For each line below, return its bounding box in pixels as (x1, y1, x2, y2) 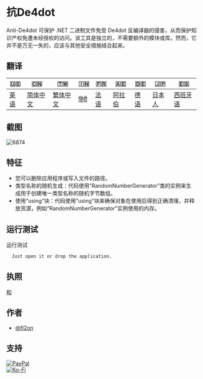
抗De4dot (6, 5, 56, 19)
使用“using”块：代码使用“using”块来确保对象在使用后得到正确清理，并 (14, 197, 190, 205)
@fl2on (14, 324, 34, 331)
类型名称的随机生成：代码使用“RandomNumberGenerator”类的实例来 (14, 182, 187, 189)
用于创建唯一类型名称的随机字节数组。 (20, 189, 116, 197)
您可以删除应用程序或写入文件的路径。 (14, 174, 111, 182)
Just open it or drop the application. (11, 253, 112, 260)
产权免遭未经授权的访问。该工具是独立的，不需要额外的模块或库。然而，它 (11, 34, 197, 41)
